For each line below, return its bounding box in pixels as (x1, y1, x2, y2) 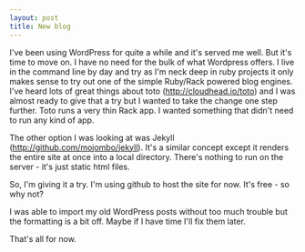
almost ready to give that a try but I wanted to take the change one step (9, 95, 278, 106)
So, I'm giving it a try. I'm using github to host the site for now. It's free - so (9, 178, 290, 189)
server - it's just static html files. (9, 161, 130, 172)
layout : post (9, 13, 59, 23)
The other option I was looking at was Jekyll (9, 132, 175, 143)
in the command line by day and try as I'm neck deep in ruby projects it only (9, 66, 294, 77)
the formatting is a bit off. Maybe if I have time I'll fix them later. (9, 216, 246, 227)
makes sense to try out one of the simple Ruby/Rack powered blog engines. (9, 76, 293, 86)
